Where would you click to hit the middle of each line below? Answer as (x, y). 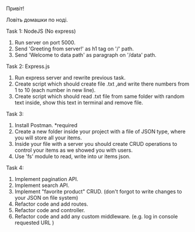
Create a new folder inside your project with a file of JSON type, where (100, 132)
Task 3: (15, 114)
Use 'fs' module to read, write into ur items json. (72, 156)
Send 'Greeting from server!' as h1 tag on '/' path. (74, 49)
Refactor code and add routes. (52, 204)
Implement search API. (42, 185)
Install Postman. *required (46, 125)
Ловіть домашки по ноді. (37, 20)
